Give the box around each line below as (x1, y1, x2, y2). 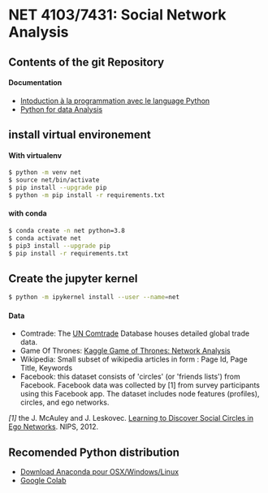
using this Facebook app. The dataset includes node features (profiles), (19, 389, 260, 399)
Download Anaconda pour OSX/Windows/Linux (19, 467, 179, 477)
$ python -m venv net (8, 169, 82, 177)
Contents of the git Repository (8, 55, 165, 69)
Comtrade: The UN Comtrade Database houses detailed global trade (19, 328, 250, 338)
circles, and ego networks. (19, 397, 110, 407)
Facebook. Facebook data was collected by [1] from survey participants (19, 380, 260, 390)
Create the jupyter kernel (8, 272, 138, 285)
